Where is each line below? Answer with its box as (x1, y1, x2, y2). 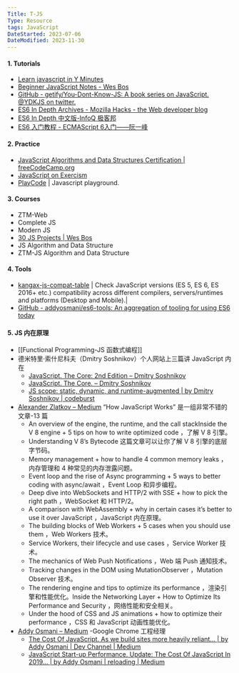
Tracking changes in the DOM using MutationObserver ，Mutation (28, 566, 223, 574)
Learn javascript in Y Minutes (17, 75, 104, 84)
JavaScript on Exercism (17, 171, 88, 179)
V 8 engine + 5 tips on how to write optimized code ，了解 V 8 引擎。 (28, 428, 232, 437)
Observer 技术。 (28, 574, 77, 583)
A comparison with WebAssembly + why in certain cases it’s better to (28, 505, 233, 514)
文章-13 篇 (17, 412, 49, 420)
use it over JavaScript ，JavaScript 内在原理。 (28, 514, 166, 522)
